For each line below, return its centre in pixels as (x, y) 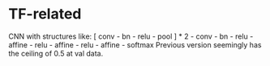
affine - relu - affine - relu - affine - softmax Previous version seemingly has (135, 44)
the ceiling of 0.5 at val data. (56, 53)
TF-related (45, 14)
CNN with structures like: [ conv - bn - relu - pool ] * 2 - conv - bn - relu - (131, 36)
